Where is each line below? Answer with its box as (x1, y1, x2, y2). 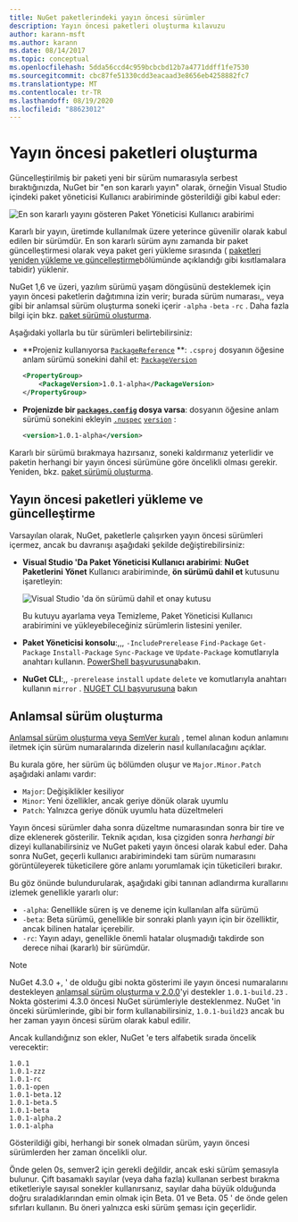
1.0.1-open (9, 1083, 50, 1091)
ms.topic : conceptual (9, 55, 90, 63)
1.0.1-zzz (9, 1067, 46, 1076)
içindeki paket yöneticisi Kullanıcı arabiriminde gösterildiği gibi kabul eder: (9, 191, 281, 202)
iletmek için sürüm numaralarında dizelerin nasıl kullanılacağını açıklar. (9, 742, 267, 753)
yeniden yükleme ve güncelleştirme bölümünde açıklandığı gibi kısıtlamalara (9, 255, 286, 265)
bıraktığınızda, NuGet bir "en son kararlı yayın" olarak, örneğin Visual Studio (9, 182, 287, 193)
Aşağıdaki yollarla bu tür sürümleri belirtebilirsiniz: (9, 327, 194, 338)
